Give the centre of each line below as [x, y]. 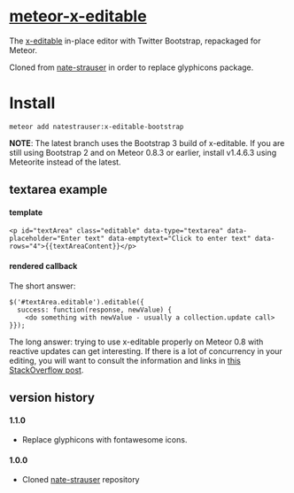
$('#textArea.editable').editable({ [77, 302]
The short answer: [43, 286]
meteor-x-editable [78, 16]
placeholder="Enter [45, 239]
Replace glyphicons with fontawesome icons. [104, 440]
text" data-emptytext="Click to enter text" [168, 239]
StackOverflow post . [46, 370]
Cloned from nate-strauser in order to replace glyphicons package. [132, 67]
